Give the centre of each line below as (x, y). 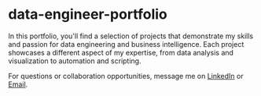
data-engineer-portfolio (88, 14)
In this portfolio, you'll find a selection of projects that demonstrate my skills (131, 36)
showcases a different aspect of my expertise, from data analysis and (121, 52)
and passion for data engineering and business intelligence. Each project (126, 44)
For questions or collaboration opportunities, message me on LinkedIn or (126, 76)
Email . (18, 84)
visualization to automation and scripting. (75, 61)
